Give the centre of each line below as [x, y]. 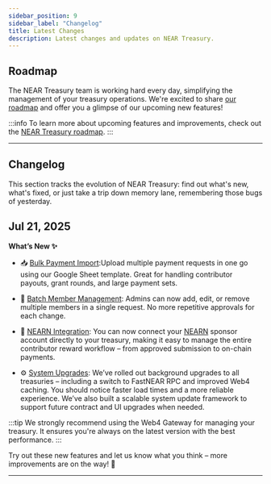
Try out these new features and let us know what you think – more [118, 455]
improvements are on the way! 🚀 [62, 464]
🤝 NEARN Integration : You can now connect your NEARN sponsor [129, 331]
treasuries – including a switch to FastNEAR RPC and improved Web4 [135, 381]
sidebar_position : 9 [43, 16]
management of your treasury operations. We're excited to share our [122, 99]
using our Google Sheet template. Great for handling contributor [126, 274]
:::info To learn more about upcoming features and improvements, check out [135, 123]
